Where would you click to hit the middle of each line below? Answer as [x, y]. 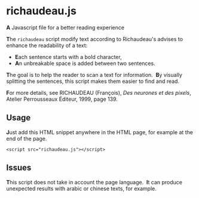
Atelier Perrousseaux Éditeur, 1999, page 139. [62, 99]
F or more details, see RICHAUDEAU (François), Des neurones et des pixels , [99, 92]
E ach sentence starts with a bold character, [68, 57]
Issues [19, 168]
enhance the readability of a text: [47, 45]
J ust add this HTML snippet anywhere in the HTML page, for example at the [99, 132]
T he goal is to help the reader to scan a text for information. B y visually [94, 75]
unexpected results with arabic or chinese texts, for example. [82, 188]
